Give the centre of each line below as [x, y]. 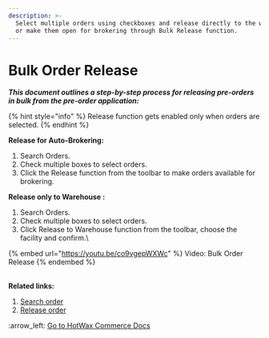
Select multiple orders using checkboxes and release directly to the [136, 23]
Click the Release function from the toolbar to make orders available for [138, 173]
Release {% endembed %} [52, 262]
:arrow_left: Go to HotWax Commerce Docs [79, 326]
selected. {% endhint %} [49, 125]
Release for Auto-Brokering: [56, 140]
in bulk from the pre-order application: [74, 101]
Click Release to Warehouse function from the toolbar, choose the [128, 230]
